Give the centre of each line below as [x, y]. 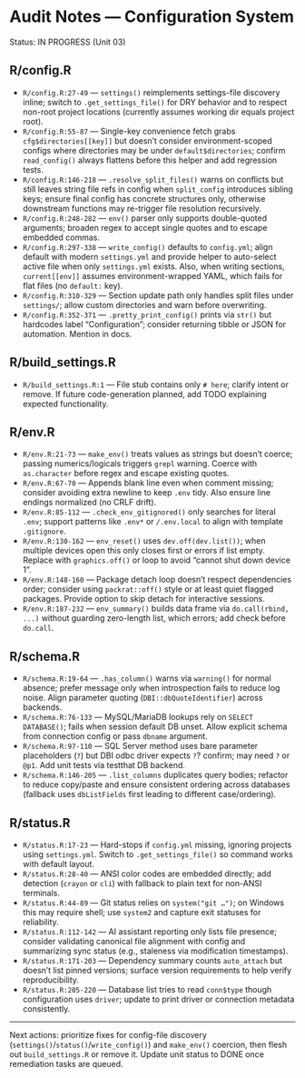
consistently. [46, 1009]
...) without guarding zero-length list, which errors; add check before [154, 618]
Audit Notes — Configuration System [152, 17]
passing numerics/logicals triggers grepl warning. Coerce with [139, 464]
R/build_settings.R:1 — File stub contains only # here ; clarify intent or [155, 384]
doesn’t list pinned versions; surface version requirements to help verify [157, 970]
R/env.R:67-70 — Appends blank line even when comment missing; [148, 483]
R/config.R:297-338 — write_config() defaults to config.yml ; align [148, 246]
